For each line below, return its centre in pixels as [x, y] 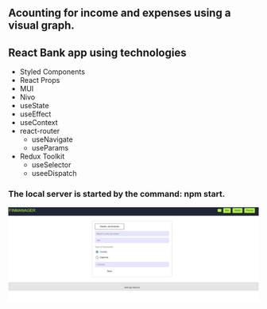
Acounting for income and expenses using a [120, 13]
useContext [39, 123]
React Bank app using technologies [97, 52]
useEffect [35, 114]
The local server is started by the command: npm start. [117, 194]
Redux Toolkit [42, 156]
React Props [40, 80]
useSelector [51, 165]
